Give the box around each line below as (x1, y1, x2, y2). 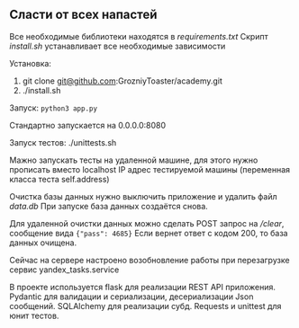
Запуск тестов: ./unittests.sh (9, 137, 117, 147)
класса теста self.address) (9, 173, 110, 184)
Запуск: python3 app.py (9, 102, 97, 113)
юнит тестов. (9, 310, 59, 321)
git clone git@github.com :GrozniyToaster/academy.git (22, 75, 223, 86)
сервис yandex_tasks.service (9, 264, 120, 275)
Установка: (9, 58, 52, 68)
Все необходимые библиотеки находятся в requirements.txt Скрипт (9, 31, 268, 41)
